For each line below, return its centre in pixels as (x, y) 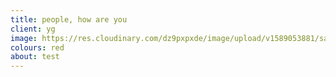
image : (24, 38)
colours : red (37, 47)
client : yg (33, 29)
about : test (35, 57)
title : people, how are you (69, 19)
